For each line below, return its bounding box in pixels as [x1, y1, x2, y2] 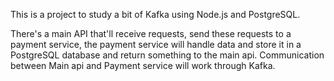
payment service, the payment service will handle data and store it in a [10, 39, 302, 50]
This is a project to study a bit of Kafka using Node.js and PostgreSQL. [10, 9, 301, 20]
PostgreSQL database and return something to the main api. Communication [10, 49, 325, 61]
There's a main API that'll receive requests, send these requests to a [10, 28, 292, 39]
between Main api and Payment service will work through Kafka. [10, 60, 276, 71]
